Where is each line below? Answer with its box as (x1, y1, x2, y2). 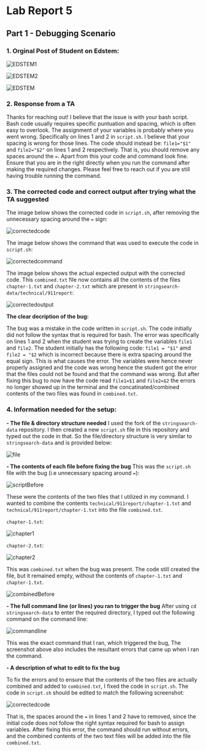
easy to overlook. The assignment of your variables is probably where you (6, 126, 194, 134)
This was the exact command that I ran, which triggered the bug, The (6, 639, 181, 646)
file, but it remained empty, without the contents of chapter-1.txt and (6, 572, 183, 579)
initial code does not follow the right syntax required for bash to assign (6, 719, 185, 726)
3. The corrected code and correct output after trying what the (6, 188, 196, 196)
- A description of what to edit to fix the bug (6, 664, 120, 671)
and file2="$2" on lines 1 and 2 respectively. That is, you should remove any (6, 146, 200, 153)
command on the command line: (6, 615, 88, 623)
